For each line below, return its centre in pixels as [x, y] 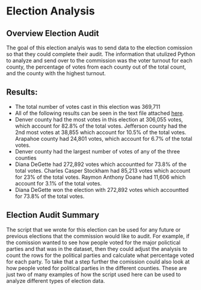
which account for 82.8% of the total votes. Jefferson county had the [101, 126]
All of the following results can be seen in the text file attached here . [100, 113]
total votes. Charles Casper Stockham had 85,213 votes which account [103, 170]
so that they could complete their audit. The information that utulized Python [101, 54]
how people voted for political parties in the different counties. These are [97, 268]
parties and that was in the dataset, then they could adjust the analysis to [97, 248]
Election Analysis [51, 11]
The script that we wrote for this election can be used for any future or [94, 229]
